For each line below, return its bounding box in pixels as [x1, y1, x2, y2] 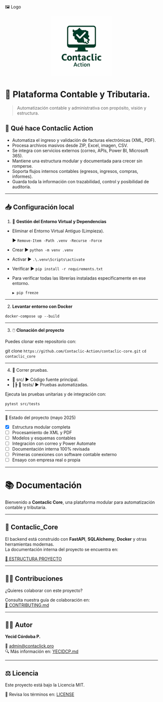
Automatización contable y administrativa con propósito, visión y [16, 105, 147, 111]
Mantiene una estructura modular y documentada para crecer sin [12, 158, 143, 164]
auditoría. [12, 184, 32, 190]
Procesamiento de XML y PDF [12, 429, 72, 435]
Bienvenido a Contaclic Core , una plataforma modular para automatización [5, 499, 155, 505]
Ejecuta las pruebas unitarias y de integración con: [5, 391, 107, 397]
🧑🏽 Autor [5, 621, 33, 629]
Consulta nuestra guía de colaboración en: [5, 597, 90, 603]
